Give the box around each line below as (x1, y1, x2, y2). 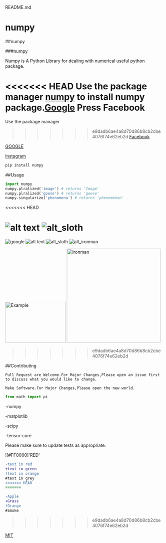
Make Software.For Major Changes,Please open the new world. (5, 386, 135, 391)
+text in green (5, 466, 37, 471)
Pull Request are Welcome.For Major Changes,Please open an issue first (5, 373, 160, 378)
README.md (5, 5, 31, 10)
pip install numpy (5, 162, 43, 167)
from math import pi (5, 395, 48, 400)
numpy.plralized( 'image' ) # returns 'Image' (5, 186, 99, 191)
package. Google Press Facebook (5, 102, 145, 113)
